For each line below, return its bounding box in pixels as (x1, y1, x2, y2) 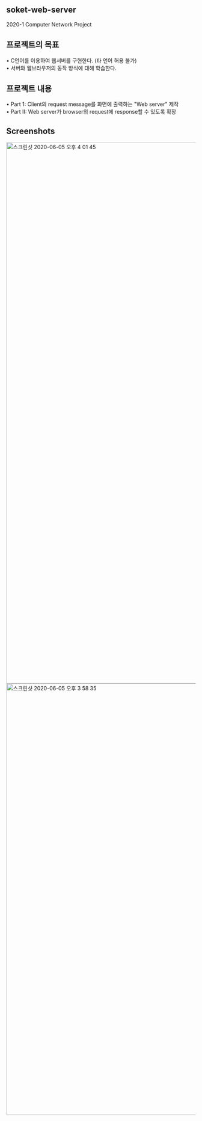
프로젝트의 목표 (6, 40, 60, 50)
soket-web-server (6, 5, 76, 15)
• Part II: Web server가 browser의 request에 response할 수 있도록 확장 (6, 108, 176, 115)
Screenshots (6, 126, 55, 136)
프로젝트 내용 (6, 84, 52, 94)
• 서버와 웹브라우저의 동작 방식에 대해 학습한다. (6, 64, 117, 72)
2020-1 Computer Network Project (6, 20, 92, 28)
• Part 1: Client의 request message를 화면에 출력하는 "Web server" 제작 (6, 100, 179, 108)
